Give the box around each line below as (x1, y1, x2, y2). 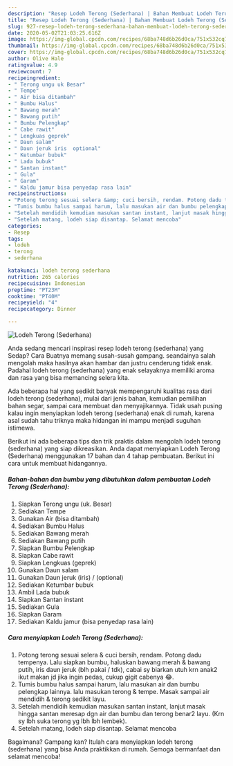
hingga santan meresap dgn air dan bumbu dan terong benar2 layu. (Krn (17, 709, 225, 718)
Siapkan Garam (17, 610, 62, 618)
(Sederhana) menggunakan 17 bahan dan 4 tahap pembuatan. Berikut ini (8, 452, 215, 460)
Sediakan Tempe (17, 507, 66, 516)
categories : (8, 222, 42, 229)
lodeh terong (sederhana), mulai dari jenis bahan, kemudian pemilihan (8, 394, 207, 402)
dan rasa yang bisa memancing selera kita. (8, 374, 130, 381)
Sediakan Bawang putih (17, 536, 86, 545)
